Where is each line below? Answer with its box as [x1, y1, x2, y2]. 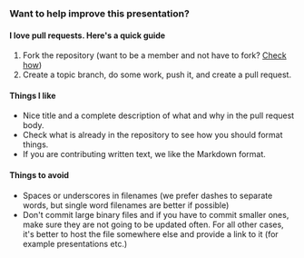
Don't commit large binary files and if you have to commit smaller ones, [22, 209, 289, 220]
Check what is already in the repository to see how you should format [22, 130, 283, 141]
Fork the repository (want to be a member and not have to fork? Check [22, 50, 288, 61]
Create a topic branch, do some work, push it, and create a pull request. [22, 69, 292, 80]
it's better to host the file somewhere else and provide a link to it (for [22, 228, 279, 239]
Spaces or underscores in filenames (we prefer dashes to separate [22, 190, 273, 201]
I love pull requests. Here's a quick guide [9, 30, 166, 41]
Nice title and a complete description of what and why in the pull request [22, 110, 295, 121]
